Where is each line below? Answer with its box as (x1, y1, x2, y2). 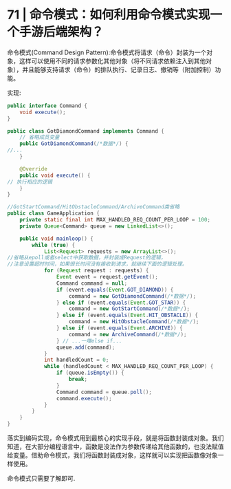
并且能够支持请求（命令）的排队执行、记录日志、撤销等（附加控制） (21, 65, 215, 74)
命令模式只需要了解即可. (7, 475, 76, 483)
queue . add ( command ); (56, 344, 115, 351)
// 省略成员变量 (19, 134, 60, 141)
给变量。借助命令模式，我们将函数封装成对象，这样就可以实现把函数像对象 (7, 451, 218, 459)
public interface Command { (7, 102, 88, 109)
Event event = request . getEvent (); (56, 274, 158, 281)
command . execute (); (56, 395, 112, 402)
